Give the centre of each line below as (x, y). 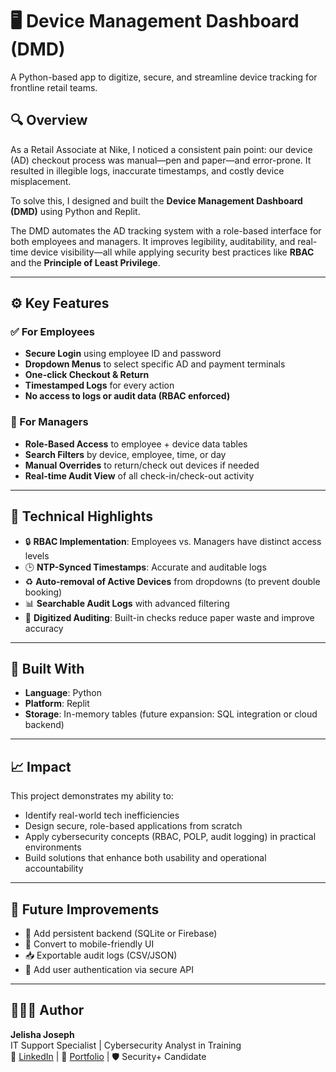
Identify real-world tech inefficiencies (102, 815)
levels (37, 555)
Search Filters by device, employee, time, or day (125, 454)
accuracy (44, 628)
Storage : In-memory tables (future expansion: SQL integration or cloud (171, 714)
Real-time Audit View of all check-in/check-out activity (139, 475)
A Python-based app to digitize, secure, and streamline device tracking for (164, 77)
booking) (43, 592)
